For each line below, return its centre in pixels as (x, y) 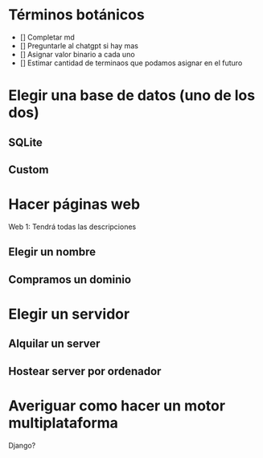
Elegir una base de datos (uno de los (132, 96)
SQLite (25, 142)
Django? (22, 445)
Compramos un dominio (70, 279)
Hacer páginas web (74, 204)
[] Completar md (47, 37)
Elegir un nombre (52, 252)
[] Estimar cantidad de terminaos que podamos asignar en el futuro (131, 63)
